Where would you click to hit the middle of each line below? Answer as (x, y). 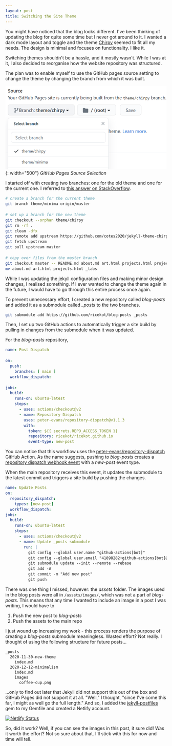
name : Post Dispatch (27, 350)
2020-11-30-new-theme (33, 657)
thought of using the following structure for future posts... (66, 642)
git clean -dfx (21, 231)
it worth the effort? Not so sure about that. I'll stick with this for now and (81, 733)
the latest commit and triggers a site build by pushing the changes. (76, 478)
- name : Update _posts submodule (55, 542)
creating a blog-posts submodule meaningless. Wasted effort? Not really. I (84, 636)
